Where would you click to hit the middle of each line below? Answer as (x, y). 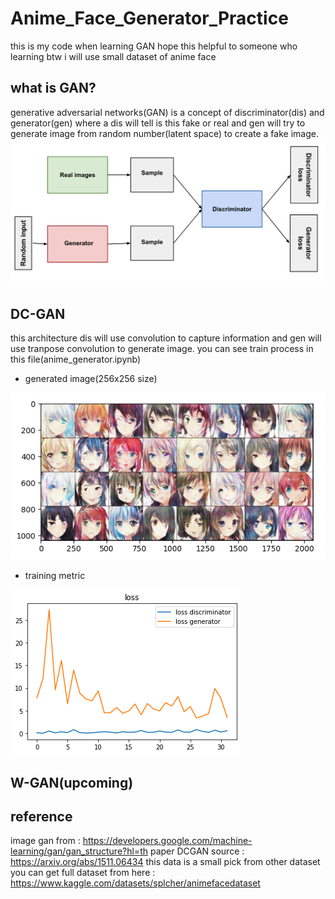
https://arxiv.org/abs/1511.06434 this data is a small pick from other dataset (165, 862)
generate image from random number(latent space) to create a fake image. (164, 133)
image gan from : (45, 841)
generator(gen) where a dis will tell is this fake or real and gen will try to (158, 123)
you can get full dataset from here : (83, 873)
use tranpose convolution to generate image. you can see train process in (162, 349)
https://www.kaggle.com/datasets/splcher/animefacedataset (135, 883)
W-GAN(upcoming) (72, 782)
